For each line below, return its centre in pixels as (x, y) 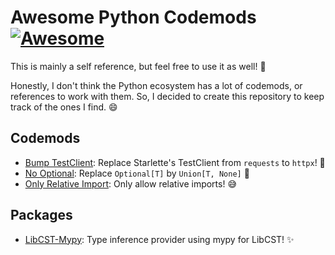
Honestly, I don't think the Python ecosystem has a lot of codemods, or (156, 85)
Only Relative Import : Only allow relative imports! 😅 (130, 183)
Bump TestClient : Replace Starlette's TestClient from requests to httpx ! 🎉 (175, 162)
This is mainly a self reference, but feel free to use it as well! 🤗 (138, 66)
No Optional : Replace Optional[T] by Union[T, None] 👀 (137, 173)
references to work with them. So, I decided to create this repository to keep (167, 96)
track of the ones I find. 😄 (64, 107)
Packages (41, 215)
